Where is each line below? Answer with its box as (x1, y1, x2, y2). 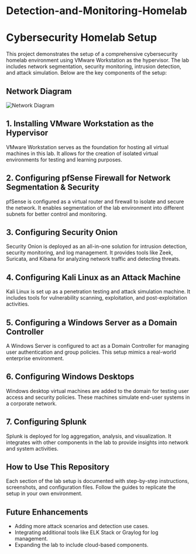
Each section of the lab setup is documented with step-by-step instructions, (6, 478, 189, 485)
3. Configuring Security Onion (6, 227, 118, 237)
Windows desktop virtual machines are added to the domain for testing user (6, 387, 189, 394)
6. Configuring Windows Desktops (6, 372, 135, 382)
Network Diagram (6, 86, 72, 96)
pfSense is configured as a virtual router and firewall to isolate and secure (6, 198, 184, 205)
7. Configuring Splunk (6, 417, 87, 427)
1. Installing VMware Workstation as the (6, 119, 154, 129)
